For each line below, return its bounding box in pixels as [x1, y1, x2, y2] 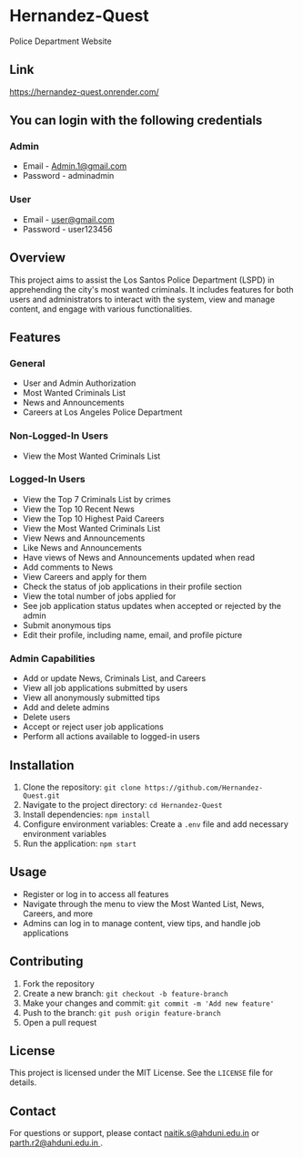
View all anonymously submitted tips [22, 692, 161, 703]
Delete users [22, 712, 71, 723]
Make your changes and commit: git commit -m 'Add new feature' [22, 997, 275, 1008]
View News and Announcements [22, 532, 146, 543]
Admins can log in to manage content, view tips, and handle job [22, 917, 261, 928]
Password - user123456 [22, 223, 113, 234]
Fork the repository [22, 977, 96, 989]
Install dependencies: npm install [22, 809, 150, 820]
